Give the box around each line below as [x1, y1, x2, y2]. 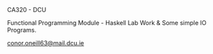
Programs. [7, 26, 36, 34]
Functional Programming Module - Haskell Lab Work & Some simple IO [7, 19, 207, 26]
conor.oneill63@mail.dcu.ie [7, 39, 85, 47]
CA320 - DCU [7, 6, 47, 13]
